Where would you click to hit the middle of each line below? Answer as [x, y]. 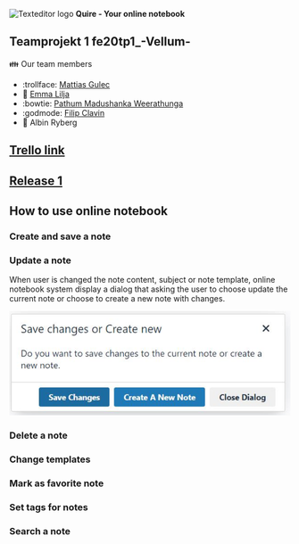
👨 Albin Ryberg [50, 122]
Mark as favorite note [57, 483]
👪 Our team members [51, 63]
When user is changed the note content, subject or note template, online [142, 280]
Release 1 [36, 181]
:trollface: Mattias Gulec [66, 84]
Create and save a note [60, 236]
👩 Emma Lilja [46, 94]
